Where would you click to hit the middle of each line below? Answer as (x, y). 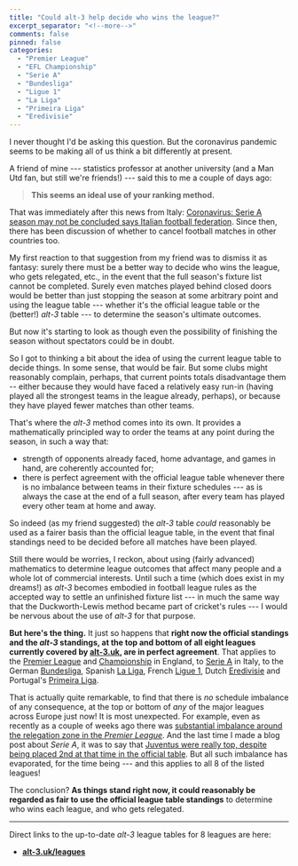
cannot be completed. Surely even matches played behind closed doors (141, 286)
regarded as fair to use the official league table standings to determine (141, 799)
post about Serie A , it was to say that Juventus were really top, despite (138, 745)
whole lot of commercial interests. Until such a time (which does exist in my (147, 578)
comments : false (39, 34)
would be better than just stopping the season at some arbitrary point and (144, 296)
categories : (31, 51)
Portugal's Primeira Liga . (54, 680)
